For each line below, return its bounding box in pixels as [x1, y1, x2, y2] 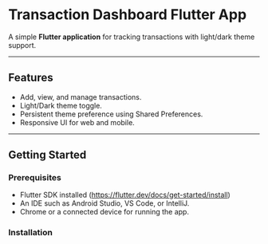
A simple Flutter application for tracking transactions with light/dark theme [8, 32, 255, 41]
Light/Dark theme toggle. [19, 100, 102, 110]
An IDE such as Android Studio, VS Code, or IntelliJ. [19, 199, 190, 208]
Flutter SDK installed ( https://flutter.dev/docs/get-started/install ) [19, 190, 231, 200]
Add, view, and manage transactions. [19, 92, 142, 101]
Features [8, 71, 53, 85]
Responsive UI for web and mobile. [19, 117, 136, 127]
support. [8, 40, 37, 49]
